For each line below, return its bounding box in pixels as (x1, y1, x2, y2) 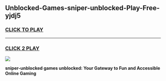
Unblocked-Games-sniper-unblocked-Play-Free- (5, 4, 160, 12)
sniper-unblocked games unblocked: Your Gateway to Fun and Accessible (5, 65, 161, 71)
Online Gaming (5, 70, 37, 76)
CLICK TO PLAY (5, 27, 43, 33)
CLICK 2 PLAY (5, 45, 40, 52)
